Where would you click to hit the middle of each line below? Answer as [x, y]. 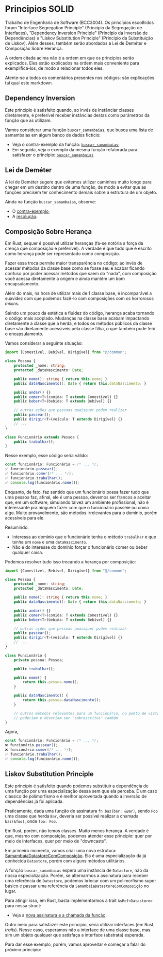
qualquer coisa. [28, 552]
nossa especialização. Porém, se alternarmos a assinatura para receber [77, 875]
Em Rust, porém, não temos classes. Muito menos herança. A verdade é [77, 831]
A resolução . [25, 216]
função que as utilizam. [28, 120]
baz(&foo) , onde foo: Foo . [31, 821]
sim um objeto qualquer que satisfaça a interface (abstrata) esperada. [75, 935]
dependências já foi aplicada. [34, 801]
